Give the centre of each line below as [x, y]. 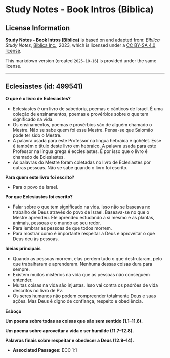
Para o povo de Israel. [35, 187]
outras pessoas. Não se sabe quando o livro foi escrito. [70, 167]
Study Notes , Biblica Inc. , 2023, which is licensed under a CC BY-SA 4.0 [80, 45]
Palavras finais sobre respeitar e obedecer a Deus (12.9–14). [70, 340]
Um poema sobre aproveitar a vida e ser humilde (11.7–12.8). [70, 330]
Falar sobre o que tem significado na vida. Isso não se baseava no [81, 207]
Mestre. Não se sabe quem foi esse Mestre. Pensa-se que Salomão [83, 130]
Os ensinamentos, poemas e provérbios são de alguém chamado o [82, 124]
